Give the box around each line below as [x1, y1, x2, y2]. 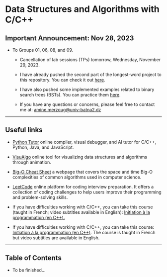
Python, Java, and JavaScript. [12, 144, 74, 150]
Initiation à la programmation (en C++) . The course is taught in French [12, 229, 156, 235]
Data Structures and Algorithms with [5, 3, 160, 15]
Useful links [5, 126, 43, 134]
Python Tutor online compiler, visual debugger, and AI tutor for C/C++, [12, 139, 157, 145]
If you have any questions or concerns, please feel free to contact [19, 101, 155, 107]
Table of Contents [5, 254, 62, 262]
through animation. [12, 159, 51, 165]
